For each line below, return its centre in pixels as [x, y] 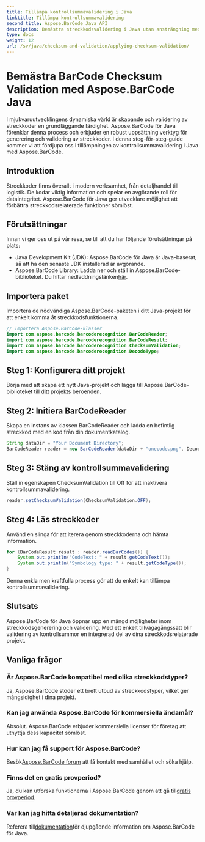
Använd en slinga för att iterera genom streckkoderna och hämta [88, 534]
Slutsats [22, 606]
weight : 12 [20, 40]
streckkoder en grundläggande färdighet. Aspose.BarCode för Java [91, 125]
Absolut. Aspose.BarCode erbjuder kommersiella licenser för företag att [96, 726]
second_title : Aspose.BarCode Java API [57, 23]
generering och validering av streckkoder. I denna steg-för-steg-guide [95, 139]
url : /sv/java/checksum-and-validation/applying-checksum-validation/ [98, 46]
